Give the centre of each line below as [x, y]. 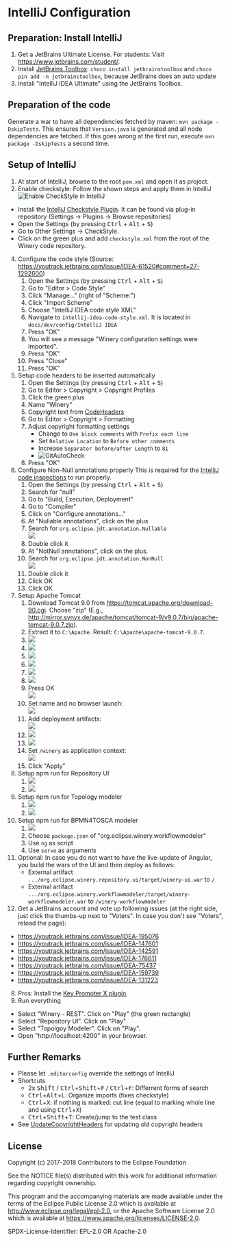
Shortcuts [31, 1081]
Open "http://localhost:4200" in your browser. [82, 1035]
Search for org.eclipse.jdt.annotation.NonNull [95, 558]
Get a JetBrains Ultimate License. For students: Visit [91, 54]
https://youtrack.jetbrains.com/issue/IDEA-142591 [88, 951]
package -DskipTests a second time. [59, 143]
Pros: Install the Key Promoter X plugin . [73, 993]
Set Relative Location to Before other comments [106, 440]
